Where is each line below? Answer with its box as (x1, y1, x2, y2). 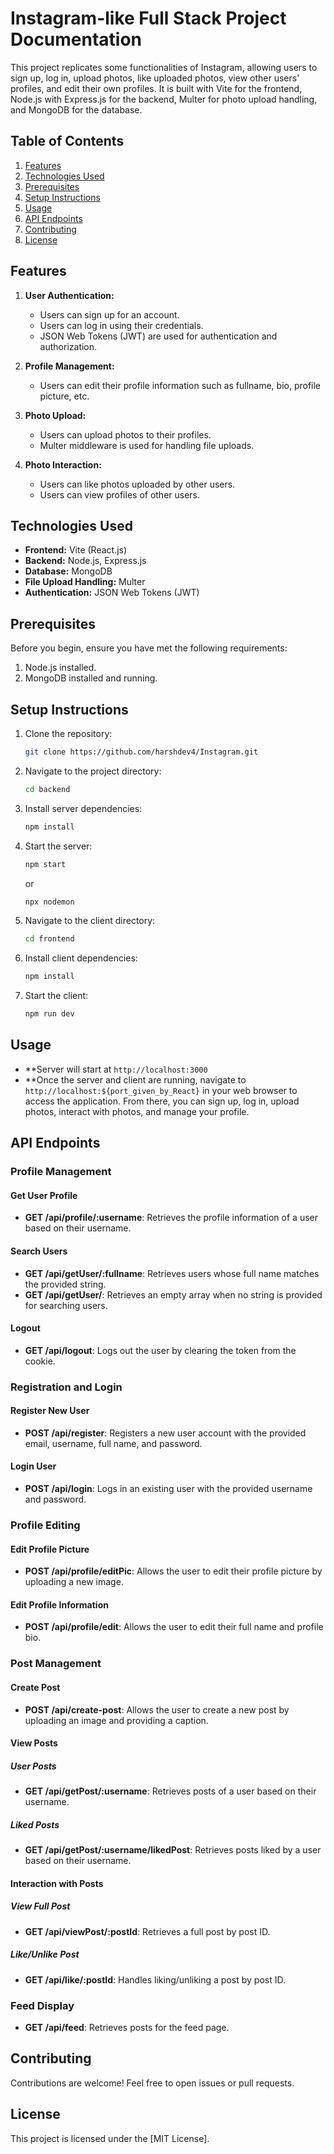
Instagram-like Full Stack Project (10, 7, 287, 30)
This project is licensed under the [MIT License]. (10, 2132, 210, 2144)
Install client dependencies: (24, 952, 138, 964)
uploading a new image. (24, 1576, 124, 1588)
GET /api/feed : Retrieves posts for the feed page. (24, 2021, 230, 2033)
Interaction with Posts (10, 1877, 104, 1889)
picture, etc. (39, 390, 90, 402)
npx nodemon (24, 897, 75, 907)
